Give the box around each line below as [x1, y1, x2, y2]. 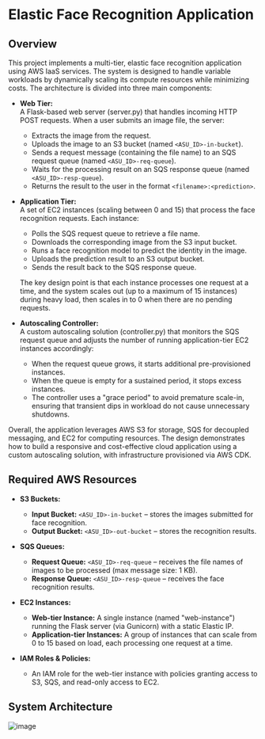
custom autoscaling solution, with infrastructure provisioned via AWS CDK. [8, 450, 252, 459]
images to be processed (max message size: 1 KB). [31, 565, 198, 575]
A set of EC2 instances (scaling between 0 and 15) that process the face [19, 205, 256, 215]
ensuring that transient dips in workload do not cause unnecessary [31, 402, 250, 410]
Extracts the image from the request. [31, 131, 152, 140]
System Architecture [8, 700, 113, 714]
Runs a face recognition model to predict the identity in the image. [31, 246, 248, 255]
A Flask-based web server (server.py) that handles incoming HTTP [19, 107, 237, 116]
